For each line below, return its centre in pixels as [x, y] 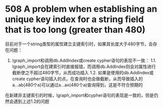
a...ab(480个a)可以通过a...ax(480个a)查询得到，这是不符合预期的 [77, 85]
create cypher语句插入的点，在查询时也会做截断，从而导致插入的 [77, 79]
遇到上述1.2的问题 [31, 101]
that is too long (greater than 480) [75, 30]
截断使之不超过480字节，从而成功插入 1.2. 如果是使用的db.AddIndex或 [83, 72]
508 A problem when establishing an [81, 9]
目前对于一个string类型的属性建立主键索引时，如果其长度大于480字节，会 [79, 44]
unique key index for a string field [74, 19]
